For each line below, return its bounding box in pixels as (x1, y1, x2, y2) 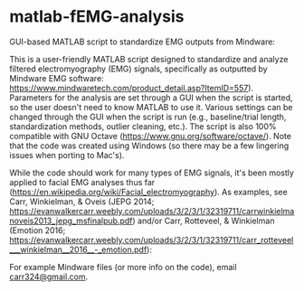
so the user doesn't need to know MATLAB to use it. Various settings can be (9, 101, 293, 112)
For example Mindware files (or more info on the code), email (9, 261, 237, 272)
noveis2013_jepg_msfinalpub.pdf (9, 215, 133, 226)
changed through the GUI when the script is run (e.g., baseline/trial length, (9, 111, 287, 122)
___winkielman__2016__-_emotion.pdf (9, 244, 147, 255)
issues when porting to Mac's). (9, 149, 125, 160)
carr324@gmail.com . (9, 271, 89, 282)
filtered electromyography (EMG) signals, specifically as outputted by (9, 63, 269, 74)
